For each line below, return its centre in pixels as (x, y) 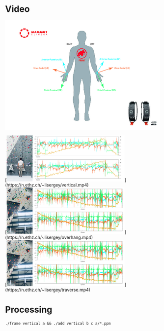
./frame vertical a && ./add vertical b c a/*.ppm (58, 323)
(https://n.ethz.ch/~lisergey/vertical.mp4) (47, 185)
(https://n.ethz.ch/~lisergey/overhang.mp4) (49, 237)
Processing (29, 310)
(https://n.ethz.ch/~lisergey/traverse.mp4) (48, 290)
